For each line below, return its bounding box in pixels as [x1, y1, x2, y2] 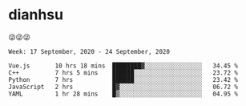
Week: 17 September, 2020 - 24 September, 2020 [8, 47, 171, 55]
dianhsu [8, 6, 64, 24]
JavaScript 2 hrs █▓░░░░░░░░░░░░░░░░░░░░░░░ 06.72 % [8, 83, 239, 91]
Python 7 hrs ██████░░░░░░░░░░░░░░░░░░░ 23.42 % [8, 75, 239, 84]
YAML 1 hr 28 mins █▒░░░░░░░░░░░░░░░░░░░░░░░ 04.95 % [8, 90, 239, 98]
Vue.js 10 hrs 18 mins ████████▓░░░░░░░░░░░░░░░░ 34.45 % [8, 62, 239, 70]
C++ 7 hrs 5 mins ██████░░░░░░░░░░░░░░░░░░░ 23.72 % [8, 68, 239, 77]
